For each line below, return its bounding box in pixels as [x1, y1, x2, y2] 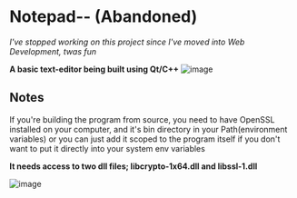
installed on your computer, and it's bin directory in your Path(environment [9, 124, 288, 134]
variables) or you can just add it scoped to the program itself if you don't [9, 134, 281, 144]
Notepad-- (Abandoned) [9, 6, 198, 27]
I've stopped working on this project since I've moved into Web [9, 36, 245, 47]
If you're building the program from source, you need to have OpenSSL [9, 114, 275, 124]
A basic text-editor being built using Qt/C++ [9, 64, 180, 74]
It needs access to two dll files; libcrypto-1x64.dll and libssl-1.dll [9, 161, 258, 172]
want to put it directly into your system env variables [9, 143, 206, 153]
